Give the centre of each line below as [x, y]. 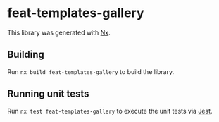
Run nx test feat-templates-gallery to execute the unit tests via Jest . [110, 111]
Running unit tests [48, 94]
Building [26, 55]
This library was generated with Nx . [59, 32]
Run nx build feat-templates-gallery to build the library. [91, 71]
